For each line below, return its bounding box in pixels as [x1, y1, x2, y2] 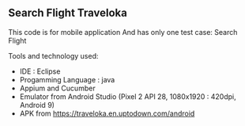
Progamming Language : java [19, 74, 115, 84]
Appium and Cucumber [19, 83, 96, 93]
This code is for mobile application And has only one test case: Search [8, 27, 238, 36]
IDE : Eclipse [19, 67, 61, 76]
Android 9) [19, 100, 55, 109]
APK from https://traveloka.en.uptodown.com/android [19, 109, 195, 118]
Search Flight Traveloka [8, 6, 128, 20]
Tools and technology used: [8, 51, 99, 60]
